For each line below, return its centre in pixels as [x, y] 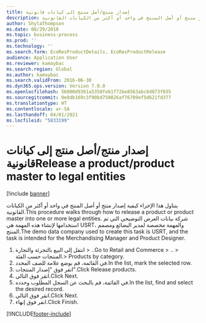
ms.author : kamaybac [33, 75]
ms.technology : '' [30, 47]
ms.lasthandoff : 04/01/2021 [42, 115]
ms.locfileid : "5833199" [38, 120]
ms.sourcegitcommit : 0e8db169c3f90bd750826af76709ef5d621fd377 [89, 97]
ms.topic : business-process [42, 35]
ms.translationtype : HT [37, 103]
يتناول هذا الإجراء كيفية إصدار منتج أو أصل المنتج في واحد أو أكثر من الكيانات [92, 205]
